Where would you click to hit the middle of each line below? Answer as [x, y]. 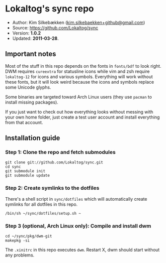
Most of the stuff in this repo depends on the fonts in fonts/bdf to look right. [83, 66]
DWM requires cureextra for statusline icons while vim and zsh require [78, 71]
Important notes [31, 54]
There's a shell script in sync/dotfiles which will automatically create [76, 199]
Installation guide [33, 138]
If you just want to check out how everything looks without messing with [79, 112]
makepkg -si [17, 241]
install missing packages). [32, 102]
